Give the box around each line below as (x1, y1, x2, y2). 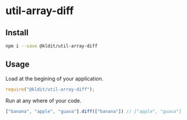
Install (5, 28, 29, 38)
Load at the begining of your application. (5, 75, 104, 82)
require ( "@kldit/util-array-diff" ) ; (5, 86, 95, 92)
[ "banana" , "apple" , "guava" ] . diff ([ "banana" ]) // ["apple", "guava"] (5, 108, 182, 114)
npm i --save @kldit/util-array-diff (5, 43, 98, 49)
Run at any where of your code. (5, 97, 81, 104)
